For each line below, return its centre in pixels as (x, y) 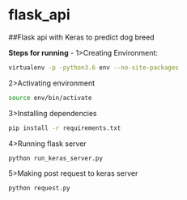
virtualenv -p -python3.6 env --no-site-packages (94, 67)
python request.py (39, 188)
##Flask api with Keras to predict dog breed (82, 37)
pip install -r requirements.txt (65, 128)
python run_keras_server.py (56, 158)
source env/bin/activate (50, 98)
